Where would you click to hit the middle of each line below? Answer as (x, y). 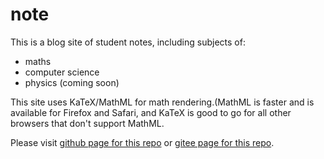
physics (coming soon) (72, 82)
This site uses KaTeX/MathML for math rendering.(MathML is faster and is (162, 102)
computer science (62, 72)
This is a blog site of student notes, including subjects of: (128, 42)
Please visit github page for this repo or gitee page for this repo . (142, 142)
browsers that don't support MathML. (87, 123)
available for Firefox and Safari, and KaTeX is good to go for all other (151, 112)
